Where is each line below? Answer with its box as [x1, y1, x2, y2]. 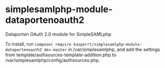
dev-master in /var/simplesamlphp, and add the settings [44, 46, 160, 52]
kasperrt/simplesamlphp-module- [73, 42, 142, 47]
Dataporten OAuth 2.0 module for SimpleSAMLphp [5, 31, 112, 37]
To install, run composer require [5, 41, 71, 47]
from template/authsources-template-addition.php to [5, 52, 117, 58]
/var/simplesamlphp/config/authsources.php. [5, 57, 100, 63]
